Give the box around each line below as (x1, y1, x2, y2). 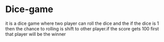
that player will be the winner (5, 31, 66, 37)
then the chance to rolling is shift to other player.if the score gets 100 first (5, 25, 159, 31)
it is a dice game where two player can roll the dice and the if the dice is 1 (5, 20, 159, 26)
